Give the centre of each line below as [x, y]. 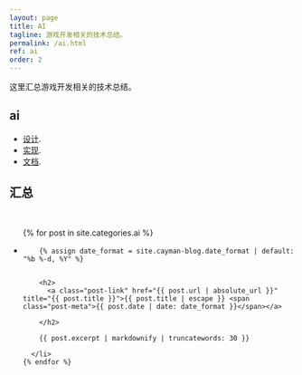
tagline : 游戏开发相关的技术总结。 [68, 34]
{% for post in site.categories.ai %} [88, 233]
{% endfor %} [47, 362]
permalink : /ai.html [48, 43]
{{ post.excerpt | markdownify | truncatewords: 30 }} [145, 338]
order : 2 [26, 60]
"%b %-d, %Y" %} [53, 259]
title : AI [28, 26]
